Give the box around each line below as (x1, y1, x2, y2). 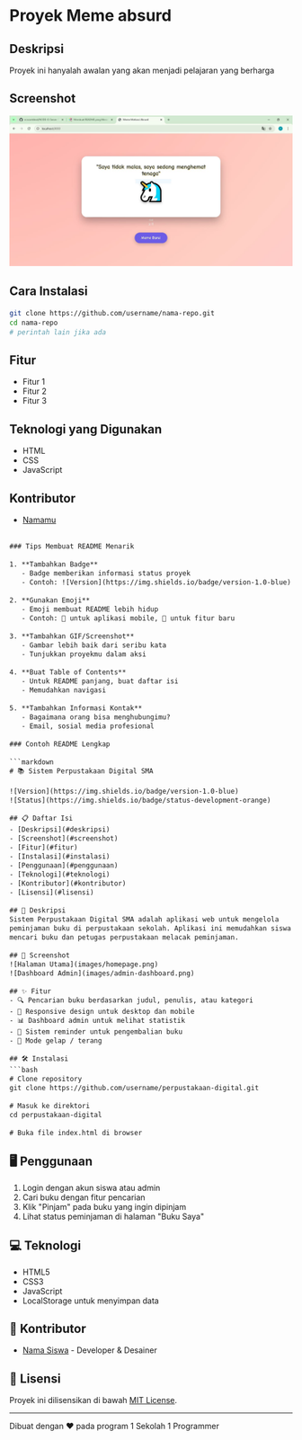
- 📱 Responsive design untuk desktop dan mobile (9, 1007, 195, 1016)
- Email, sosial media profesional (21, 721, 155, 731)
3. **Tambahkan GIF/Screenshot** (9, 631, 135, 641)
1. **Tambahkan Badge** (9, 559, 99, 569)
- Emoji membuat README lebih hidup (21, 604, 159, 614)
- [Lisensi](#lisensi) (9, 887, 94, 897)
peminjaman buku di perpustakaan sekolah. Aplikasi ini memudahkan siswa (9, 923, 292, 933)
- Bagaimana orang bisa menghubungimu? (21, 712, 171, 722)
